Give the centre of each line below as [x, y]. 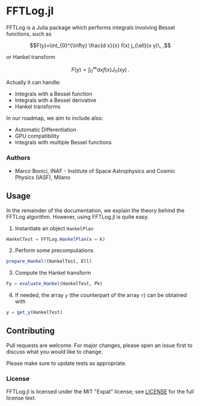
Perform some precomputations [54, 250]
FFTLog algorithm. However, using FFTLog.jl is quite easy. [78, 216]
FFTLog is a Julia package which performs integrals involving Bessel [90, 27]
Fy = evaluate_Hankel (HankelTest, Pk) [54, 284]
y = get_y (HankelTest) [34, 312]
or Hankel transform [31, 57]
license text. [21, 398]
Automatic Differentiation [45, 130]
